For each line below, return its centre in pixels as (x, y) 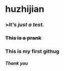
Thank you (17, 63)
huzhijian (25, 9)
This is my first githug (32, 51)
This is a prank (23, 38)
